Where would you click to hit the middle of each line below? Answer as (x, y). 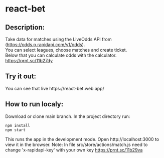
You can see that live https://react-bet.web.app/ (55, 88)
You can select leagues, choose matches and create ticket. (66, 50)
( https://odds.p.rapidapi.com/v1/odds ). (45, 45)
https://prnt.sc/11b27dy (29, 60)
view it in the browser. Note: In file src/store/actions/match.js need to (76, 144)
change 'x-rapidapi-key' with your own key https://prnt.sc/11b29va (74, 150)
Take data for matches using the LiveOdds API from (58, 39)
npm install (18, 125)
